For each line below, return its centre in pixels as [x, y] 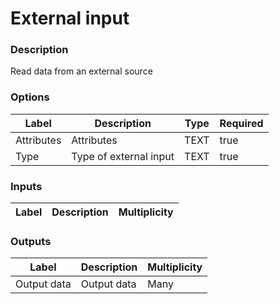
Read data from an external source [81, 71]
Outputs [31, 241]
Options [30, 97]
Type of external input [123, 156]
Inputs [26, 186]
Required [241, 123]
